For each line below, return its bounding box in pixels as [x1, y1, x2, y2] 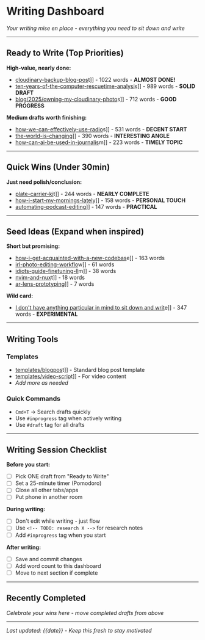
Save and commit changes [15, 555, 82, 562]
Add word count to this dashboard [15, 562, 102, 569]
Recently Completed [6, 593, 86, 603]
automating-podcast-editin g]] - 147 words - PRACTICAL [15, 203, 157, 210]
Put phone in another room [15, 493, 83, 501]
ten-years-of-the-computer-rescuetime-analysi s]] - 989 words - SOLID [15, 82, 195, 90]
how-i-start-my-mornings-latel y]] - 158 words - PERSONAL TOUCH [15, 197, 186, 204]
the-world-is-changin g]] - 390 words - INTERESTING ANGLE [15, 132, 170, 139]
